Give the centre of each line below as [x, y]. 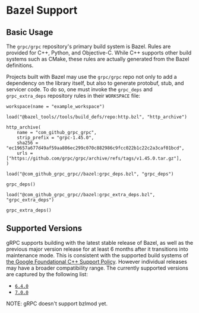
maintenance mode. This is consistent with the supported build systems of [97, 255]
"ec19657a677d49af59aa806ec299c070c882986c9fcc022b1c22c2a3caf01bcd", [95, 148]
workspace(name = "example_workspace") [56, 107]
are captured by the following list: [47, 274]
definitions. [20, 65]
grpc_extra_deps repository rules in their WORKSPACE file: [73, 96]
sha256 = [28, 143]
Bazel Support [42, 10]
